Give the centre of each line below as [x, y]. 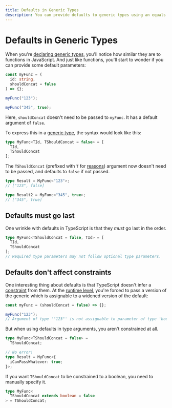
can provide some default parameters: [46, 65]
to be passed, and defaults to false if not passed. [58, 172]
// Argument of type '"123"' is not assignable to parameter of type [81, 319]
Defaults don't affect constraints [58, 272]
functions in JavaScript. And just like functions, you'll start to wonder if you [84, 60]
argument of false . [25, 123]
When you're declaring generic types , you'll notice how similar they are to [83, 54]
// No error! [19, 352]
